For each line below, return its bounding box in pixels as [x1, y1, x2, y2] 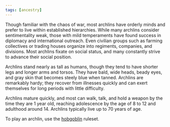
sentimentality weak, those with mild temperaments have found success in [5, 32, 161, 38]
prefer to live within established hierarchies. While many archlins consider [5, 26, 160, 33]
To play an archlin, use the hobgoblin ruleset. [5, 115, 99, 122]
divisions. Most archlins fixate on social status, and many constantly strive [5, 48, 161, 54]
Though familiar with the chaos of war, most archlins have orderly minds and [5, 21, 165, 27]
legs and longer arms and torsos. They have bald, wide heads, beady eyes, [5, 69, 162, 75]
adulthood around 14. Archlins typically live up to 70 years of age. [5, 106, 142, 112]
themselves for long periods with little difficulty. [5, 85, 105, 91]
